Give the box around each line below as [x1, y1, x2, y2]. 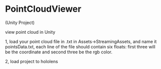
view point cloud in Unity [5, 29, 56, 35]
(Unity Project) [5, 20, 35, 25]
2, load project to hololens [5, 58, 58, 64]
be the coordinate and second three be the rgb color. [5, 49, 112, 55]
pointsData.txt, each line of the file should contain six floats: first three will [5, 44, 156, 49]
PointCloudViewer [5, 3, 82, 15]
